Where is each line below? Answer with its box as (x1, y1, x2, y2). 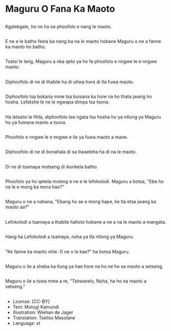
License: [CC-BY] (12, 298, 50, 304)
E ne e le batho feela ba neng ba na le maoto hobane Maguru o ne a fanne (5, 38, 161, 44)
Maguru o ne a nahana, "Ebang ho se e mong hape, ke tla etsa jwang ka (5, 199, 157, 205)
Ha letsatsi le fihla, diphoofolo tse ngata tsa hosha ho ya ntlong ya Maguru (5, 113, 161, 120)
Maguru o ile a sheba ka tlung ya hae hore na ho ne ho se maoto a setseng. (5, 264, 164, 270)
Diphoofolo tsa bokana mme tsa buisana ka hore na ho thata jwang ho (5, 93, 152, 100)
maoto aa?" (5, 204, 30, 210)
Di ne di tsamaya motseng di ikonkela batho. (5, 163, 99, 170)
